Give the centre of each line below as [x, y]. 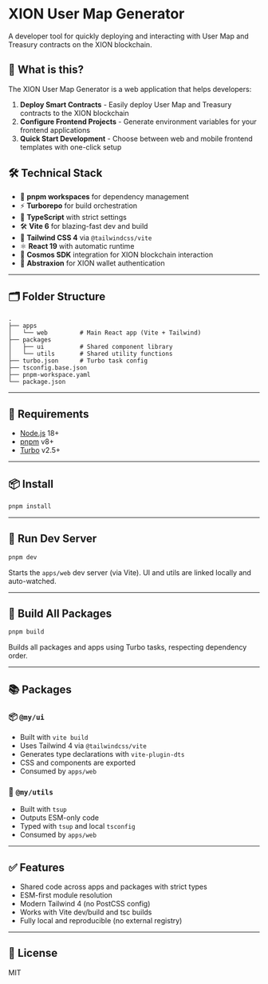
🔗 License [33, 953]
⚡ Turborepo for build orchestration [79, 206]
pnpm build [26, 632]
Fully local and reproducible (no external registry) [101, 921]
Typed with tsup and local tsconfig [77, 826]
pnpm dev [23, 557]
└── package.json [37, 382]
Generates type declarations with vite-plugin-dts [102, 754]
